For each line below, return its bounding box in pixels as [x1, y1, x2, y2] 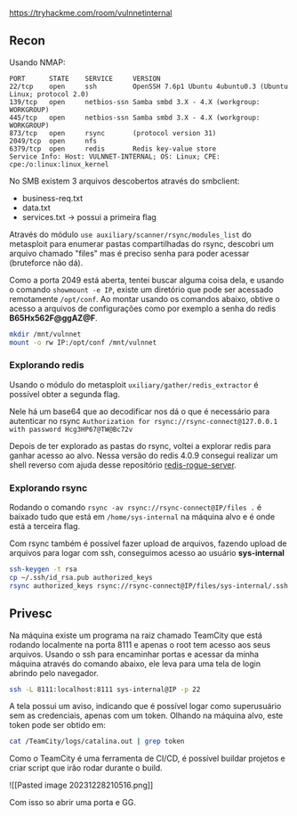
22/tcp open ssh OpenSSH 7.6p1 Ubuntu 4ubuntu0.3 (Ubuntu [9, 82, 289, 91]
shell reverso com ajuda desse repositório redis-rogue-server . [9, 459, 237, 470]
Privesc [9, 606, 52, 622]
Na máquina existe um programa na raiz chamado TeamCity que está [9, 630, 262, 641]
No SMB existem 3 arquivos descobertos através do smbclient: [9, 175, 240, 186]
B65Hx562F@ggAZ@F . [9, 312, 98, 323]
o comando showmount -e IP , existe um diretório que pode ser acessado [9, 284, 274, 295]
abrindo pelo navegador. [9, 667, 100, 678]
